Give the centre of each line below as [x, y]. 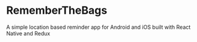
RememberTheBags [57, 10]
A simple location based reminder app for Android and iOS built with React [98, 27]
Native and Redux [28, 33]
